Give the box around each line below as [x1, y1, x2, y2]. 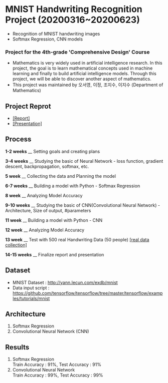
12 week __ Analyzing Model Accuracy [5, 227, 85, 233]
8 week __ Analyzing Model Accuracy [5, 192, 83, 198]
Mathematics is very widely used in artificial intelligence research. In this [12, 60, 162, 66]
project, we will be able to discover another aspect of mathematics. [12, 76, 152, 82]
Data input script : [12, 284, 50, 291]
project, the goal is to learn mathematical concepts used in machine [12, 65, 153, 71]
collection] [5, 242, 28, 248]
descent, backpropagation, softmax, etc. [5, 163, 89, 169]
